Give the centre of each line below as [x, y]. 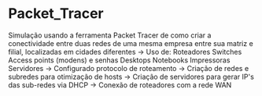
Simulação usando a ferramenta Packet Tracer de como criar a [110, 35]
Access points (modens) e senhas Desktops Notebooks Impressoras [119, 60]
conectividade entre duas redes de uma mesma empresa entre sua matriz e [131, 43]
